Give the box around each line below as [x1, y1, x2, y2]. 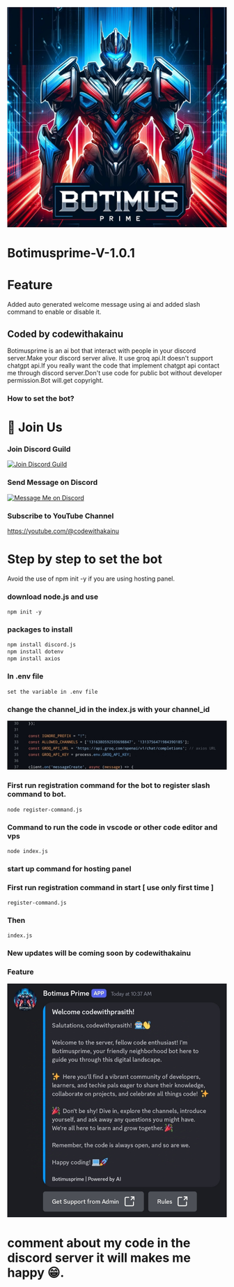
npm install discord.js [7, 641, 77, 648]
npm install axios [7, 655, 61, 662]
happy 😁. [7, 1265, 65, 1281]
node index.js [7, 848, 49, 855]
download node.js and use [7, 592, 99, 602]
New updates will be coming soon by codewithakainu [7, 948, 192, 958]
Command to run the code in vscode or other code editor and [7, 822, 218, 832]
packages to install [7, 625, 73, 634]
